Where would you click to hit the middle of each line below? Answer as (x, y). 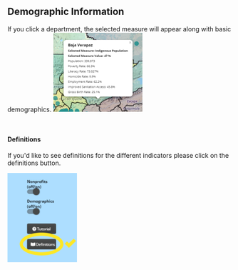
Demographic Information (66, 12)
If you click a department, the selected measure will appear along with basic (119, 29)
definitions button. (34, 163)
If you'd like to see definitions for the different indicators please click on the (118, 156)
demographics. (30, 109)
